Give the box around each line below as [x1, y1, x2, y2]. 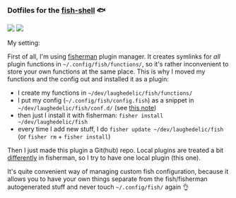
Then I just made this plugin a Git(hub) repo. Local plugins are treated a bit [7, 146, 224, 155]
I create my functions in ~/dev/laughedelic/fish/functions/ [17, 88, 193, 97]
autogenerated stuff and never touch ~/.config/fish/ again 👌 [7, 182, 189, 192]
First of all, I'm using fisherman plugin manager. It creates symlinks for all [7, 52, 220, 61]
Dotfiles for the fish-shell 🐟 [7, 5, 106, 15]
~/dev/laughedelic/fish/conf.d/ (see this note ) [17, 104, 157, 112]
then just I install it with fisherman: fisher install [17, 111, 164, 120]
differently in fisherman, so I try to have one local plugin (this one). [7, 153, 201, 162]
